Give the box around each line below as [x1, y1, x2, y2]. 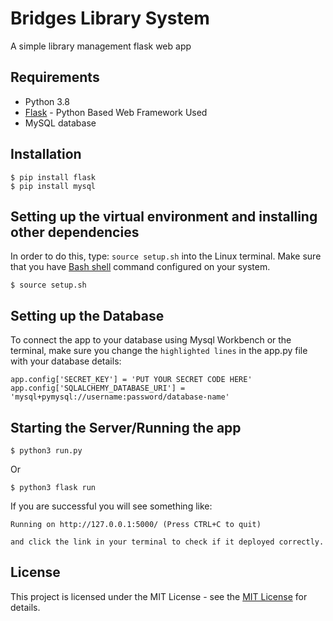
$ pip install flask [10, 172, 97, 182]
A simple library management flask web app [10, 40, 192, 52]
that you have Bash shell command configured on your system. [10, 261, 271, 273]
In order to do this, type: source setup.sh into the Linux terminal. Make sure [10, 250, 322, 262]
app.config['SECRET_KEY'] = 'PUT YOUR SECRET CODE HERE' [10, 375, 253, 385]
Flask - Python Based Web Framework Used [24, 106, 208, 118]
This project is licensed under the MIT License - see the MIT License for [10, 590, 308, 602]
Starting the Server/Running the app [10, 419, 242, 436]
